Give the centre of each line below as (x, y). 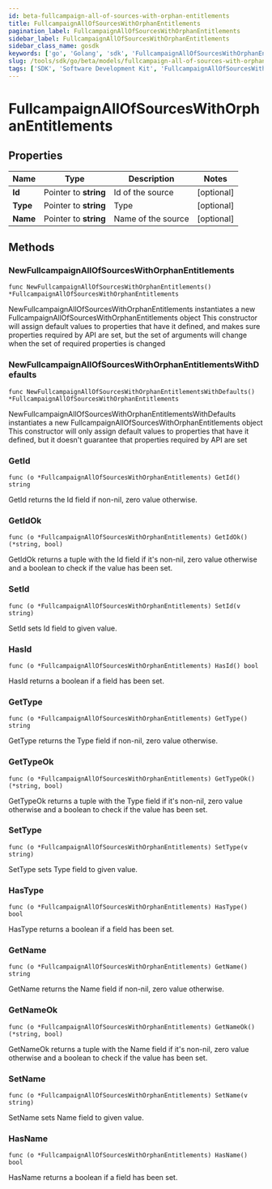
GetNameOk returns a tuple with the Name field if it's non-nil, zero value (129, 1049)
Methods (32, 248)
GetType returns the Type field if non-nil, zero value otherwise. (113, 741)
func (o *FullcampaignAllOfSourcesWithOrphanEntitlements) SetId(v (125, 606)
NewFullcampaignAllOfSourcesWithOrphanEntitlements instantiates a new (132, 310)
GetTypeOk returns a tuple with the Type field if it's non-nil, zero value (125, 801)
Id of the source (144, 192)
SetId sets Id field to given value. (63, 628)
